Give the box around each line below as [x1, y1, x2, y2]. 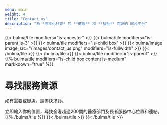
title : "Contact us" [5, 16, 48, 21]
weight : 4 [5, 12, 26, 17]
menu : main [5, 7, 28, 12]
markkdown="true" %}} [5, 61, 54, 67]
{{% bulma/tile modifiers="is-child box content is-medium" [5, 56, 127, 62]
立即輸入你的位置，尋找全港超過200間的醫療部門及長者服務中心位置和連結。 [5, 108, 162, 115]
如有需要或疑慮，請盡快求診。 [5, 98, 66, 104]
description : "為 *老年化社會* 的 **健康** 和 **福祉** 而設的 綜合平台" [5, 21, 148, 26]
